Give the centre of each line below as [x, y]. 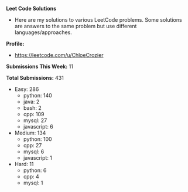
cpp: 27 [33, 145]
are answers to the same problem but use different [76, 26]
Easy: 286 [27, 89]
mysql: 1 [33, 183]
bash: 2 [33, 108]
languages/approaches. [43, 32]
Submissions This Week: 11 [40, 66]
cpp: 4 [31, 176]
